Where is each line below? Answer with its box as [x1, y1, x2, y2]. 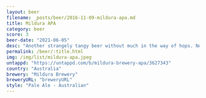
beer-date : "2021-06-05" [6, 37, 70, 43]
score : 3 [6, 32, 29, 38]
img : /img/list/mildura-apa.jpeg [6, 54, 92, 60]
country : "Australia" [6, 65, 62, 72]
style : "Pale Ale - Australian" [6, 83, 89, 89]
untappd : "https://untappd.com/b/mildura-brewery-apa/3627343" [6, 60, 172, 66]
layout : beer [6, 9, 40, 15]
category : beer [6, 26, 45, 32]
